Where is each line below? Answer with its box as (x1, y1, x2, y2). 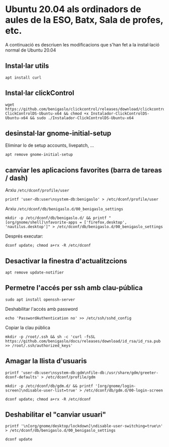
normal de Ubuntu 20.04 (5, 47, 56, 53)
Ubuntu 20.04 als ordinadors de (5, 4, 141, 15)
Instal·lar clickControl (5, 89, 74, 97)
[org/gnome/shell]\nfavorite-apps (5, 220, 78, 225)
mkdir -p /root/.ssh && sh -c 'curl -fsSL (5, 334, 96, 339)
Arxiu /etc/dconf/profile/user (5, 187, 69, 193)
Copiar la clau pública (5, 324, 50, 330)
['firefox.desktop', (83, 220, 127, 225)
